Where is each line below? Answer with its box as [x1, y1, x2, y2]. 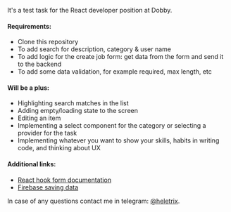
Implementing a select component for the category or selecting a [17, 121, 206, 130]
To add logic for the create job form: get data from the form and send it [17, 53, 224, 61]
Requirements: [7, 22, 51, 30]
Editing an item [17, 114, 61, 122]
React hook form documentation [17, 175, 111, 184]
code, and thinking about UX [17, 144, 101, 152]
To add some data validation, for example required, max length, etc [17, 67, 213, 76]
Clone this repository [17, 38, 79, 46]
